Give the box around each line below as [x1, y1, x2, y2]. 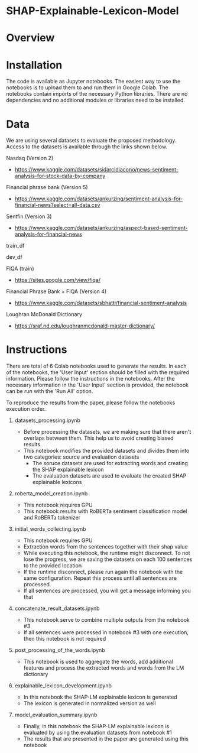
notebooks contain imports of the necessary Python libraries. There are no [6, 90, 188, 98]
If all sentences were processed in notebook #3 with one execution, [23, 629, 189, 636]
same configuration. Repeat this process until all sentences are [23, 575, 177, 582]
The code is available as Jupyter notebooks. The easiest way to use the [6, 78, 181, 85]
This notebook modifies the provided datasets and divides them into [23, 447, 190, 455]
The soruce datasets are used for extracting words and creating [32, 460, 188, 467]
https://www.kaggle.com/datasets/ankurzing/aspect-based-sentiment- [14, 225, 188, 232]
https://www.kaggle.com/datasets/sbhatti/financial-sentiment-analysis [14, 300, 187, 307]
